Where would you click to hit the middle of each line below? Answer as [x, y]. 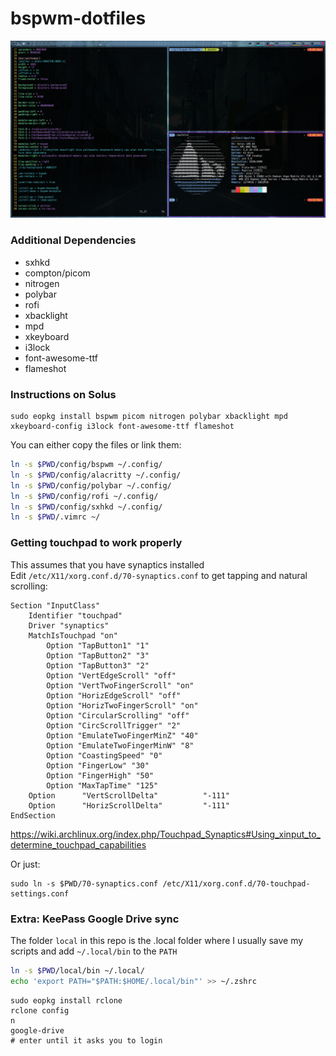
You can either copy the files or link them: [96, 445]
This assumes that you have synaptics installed [107, 564]
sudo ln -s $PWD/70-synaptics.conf [84, 883]
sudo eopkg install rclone [66, 1000]
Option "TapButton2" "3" [98, 655]
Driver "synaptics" [69, 625]
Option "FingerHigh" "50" [100, 775]
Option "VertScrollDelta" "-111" [129, 795]
